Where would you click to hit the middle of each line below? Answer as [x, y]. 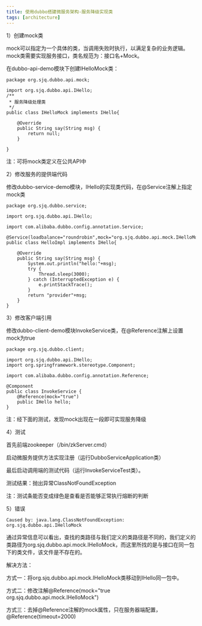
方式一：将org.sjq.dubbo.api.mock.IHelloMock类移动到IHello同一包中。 [94, 577]
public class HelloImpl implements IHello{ [62, 242]
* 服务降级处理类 [27, 102]
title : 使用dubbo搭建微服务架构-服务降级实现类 [60, 12]
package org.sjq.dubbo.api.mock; [48, 80]
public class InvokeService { [44, 391]
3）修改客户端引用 [29, 318]
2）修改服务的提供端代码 [37, 174]
